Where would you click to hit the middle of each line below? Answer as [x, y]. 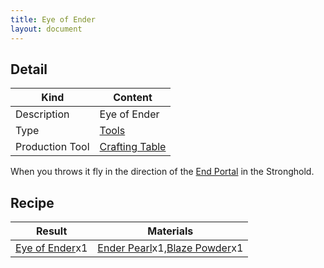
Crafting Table [133, 147]
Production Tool [52, 147]
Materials [170, 231]
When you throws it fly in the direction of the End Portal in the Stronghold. [162, 172]
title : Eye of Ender [53, 19]
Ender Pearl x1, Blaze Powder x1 [170, 248]
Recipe [32, 202]
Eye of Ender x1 [51, 248]
